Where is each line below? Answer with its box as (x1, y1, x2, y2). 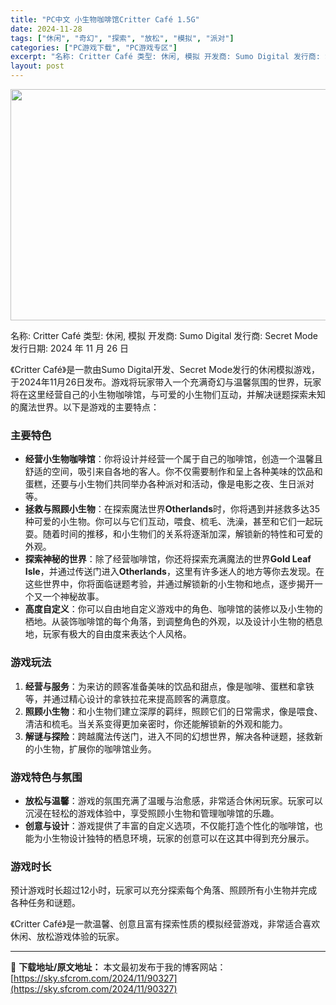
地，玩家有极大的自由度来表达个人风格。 (24, 628, 192, 640)
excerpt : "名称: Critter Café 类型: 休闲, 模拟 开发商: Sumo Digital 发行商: (10, 52, 321, 62)
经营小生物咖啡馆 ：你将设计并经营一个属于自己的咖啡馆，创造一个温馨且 (24, 453, 323, 465)
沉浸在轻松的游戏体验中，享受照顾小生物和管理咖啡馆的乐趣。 (24, 807, 280, 819)
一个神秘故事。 (42, 591, 105, 603)
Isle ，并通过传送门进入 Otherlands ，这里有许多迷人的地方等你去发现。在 (24, 566, 325, 578)
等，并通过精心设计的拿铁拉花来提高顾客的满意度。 (24, 692, 236, 705)
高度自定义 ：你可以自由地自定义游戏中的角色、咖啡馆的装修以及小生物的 (24, 603, 323, 615)
